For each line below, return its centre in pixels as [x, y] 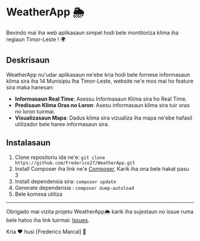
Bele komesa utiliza [38, 194]
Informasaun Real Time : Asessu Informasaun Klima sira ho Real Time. [101, 99]
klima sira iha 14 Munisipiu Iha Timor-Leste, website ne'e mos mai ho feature [100, 81]
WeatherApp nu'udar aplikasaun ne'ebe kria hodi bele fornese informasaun [98, 74]
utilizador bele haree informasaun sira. [62, 124]
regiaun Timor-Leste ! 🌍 [36, 39]
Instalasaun [28, 143]
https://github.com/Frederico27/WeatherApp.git [75, 163]
